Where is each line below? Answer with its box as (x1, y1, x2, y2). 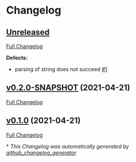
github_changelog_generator (6, 149, 77, 156)
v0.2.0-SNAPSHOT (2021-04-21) (6, 83, 131, 93)
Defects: (6, 54, 28, 61)
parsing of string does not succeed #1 (14, 66, 108, 73)
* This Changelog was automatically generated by (6, 142, 129, 150)
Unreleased (6, 27, 50, 37)
